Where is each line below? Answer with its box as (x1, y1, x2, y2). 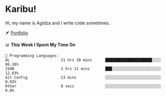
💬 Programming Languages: (5, 53, 59, 58)
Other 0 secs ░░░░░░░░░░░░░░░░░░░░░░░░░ (5, 84, 162, 89)
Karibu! (5, 3, 37, 15)
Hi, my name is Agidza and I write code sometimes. (5, 20, 110, 26)
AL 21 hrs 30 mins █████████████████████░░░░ (5, 57, 162, 63)
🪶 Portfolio (5, 30, 28, 36)
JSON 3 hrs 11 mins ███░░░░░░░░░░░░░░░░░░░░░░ (5, 66, 162, 71)
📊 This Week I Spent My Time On (5, 41, 76, 48)
